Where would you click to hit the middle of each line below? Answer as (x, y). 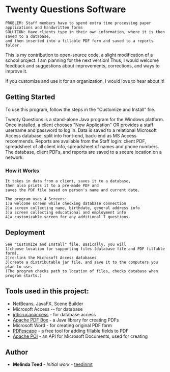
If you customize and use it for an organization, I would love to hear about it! (85, 81)
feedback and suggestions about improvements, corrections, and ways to (82, 65)
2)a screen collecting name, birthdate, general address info (73, 208)
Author (17, 352)
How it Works (22, 171)
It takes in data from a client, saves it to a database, (68, 181)
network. (15, 157)
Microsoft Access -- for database (48, 309)
